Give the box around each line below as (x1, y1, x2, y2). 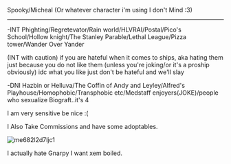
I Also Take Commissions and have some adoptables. (7, 123, 158, 130)
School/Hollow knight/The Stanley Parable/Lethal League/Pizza (7, 33, 187, 40)
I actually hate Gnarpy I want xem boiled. (7, 149, 122, 157)
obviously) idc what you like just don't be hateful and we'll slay (7, 68, 184, 76)
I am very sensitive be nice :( (7, 109, 89, 117)
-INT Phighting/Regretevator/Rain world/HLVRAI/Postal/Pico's (7, 25, 182, 34)
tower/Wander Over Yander (7, 40, 85, 48)
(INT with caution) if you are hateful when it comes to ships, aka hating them (7, 54, 223, 61)
